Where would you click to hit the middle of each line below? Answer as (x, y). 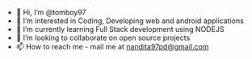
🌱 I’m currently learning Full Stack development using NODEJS (120, 29)
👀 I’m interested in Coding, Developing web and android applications (130, 21)
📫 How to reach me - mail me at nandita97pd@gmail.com (112, 47)
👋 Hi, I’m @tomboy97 (51, 12)
